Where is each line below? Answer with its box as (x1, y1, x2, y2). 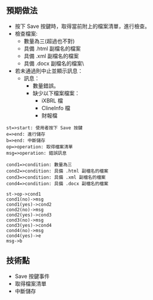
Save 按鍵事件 (14, 273, 50, 280)
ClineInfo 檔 (41, 104, 70, 111)
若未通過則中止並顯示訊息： (14, 67, 83, 74)
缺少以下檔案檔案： (32, 89, 80, 96)
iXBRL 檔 (41, 97, 64, 104)
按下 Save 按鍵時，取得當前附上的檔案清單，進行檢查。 (14, 23, 151, 30)
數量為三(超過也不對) (23, 37, 75, 45)
